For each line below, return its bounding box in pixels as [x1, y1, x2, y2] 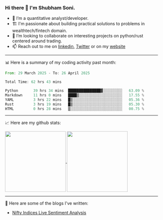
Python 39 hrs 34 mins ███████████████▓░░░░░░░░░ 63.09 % [5, 88, 145, 94]
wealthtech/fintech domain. [12, 28, 67, 33]
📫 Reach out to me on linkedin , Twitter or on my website [12, 44, 126, 49]
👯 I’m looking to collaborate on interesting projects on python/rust [12, 33, 144, 39]
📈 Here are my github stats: [5, 120, 61, 126]
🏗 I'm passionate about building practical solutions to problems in [12, 21, 145, 27]
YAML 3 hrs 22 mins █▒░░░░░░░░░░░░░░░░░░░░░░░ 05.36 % [5, 97, 145, 102]
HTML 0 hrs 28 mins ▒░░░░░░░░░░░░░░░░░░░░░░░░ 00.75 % [5, 106, 145, 111]
